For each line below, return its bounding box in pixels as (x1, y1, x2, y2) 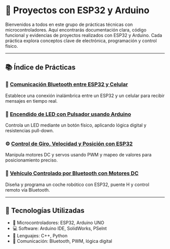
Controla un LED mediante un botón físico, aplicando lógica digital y (5, 122, 147, 128)
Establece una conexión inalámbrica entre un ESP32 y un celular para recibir (5, 92, 165, 99)
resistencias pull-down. (5, 127, 54, 134)
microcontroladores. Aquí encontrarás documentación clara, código (5, 26, 147, 33)
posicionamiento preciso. (5, 157, 58, 163)
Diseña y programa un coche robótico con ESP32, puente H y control (5, 181, 149, 188)
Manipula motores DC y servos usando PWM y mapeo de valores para (5, 152, 152, 158)
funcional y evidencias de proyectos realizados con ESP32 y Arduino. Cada (5, 32, 162, 38)
